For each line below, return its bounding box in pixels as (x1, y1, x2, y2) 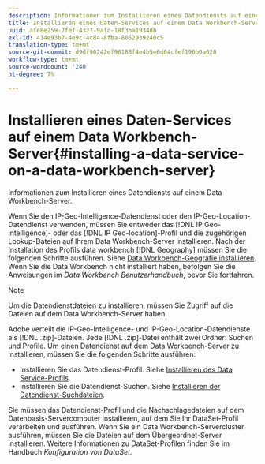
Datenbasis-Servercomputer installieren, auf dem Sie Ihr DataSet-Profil (8, 413, 239, 423)
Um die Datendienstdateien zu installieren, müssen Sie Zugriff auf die (8, 301, 233, 310)
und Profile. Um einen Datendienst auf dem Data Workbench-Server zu (8, 341, 240, 350)
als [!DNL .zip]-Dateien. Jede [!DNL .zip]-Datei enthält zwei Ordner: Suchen (8, 332, 254, 342)
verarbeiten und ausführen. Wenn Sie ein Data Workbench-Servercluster (8, 421, 244, 431)
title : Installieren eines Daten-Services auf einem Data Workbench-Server (8, 19, 263, 27)
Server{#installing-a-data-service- (8, 144, 244, 163)
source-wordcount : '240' (8, 63, 90, 71)
